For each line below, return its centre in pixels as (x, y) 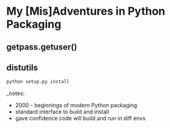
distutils (22, 68)
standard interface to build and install (62, 112)
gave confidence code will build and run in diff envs (80, 118)
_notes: (16, 94)
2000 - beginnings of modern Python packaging (76, 105)
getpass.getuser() (42, 47)
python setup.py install (38, 82)
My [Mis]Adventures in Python (86, 11)
